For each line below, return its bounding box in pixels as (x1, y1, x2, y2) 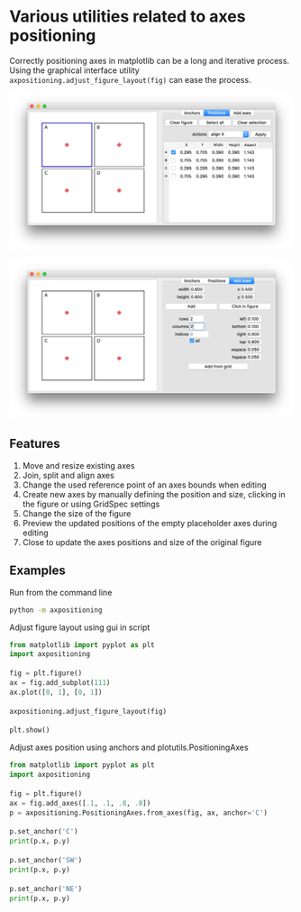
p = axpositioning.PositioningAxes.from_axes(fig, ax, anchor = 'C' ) (9, 808, 269, 817)
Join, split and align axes (22, 470, 114, 480)
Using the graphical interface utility (9, 65, 140, 76)
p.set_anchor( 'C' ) (9, 827, 78, 836)
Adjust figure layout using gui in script (9, 622, 150, 633)
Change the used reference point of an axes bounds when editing (22, 479, 268, 490)
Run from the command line (9, 587, 113, 597)
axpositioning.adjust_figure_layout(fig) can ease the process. (9, 74, 251, 85)
